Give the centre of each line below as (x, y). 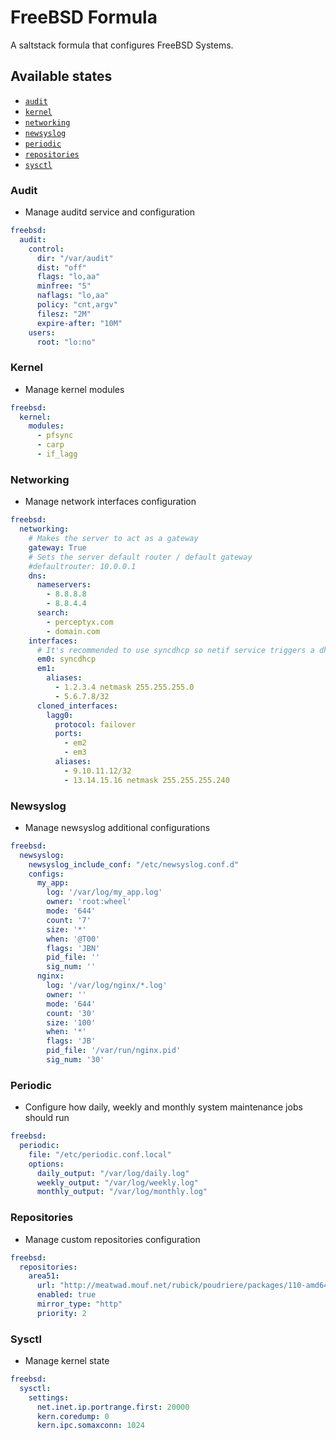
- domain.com (73, 631)
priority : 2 (61, 1313)
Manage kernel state (67, 1361)
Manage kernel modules (74, 389)
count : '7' (69, 920)
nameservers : (64, 585)
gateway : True (57, 547)
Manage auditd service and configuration (110, 212)
